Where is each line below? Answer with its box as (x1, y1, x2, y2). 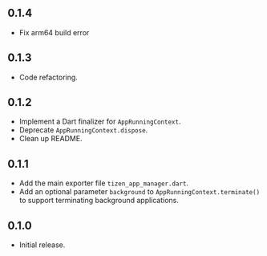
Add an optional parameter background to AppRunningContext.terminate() (18, 187, 261, 197)
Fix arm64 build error (18, 27, 90, 37)
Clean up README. (18, 134, 83, 144)
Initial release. (18, 240, 66, 250)
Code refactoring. (18, 72, 78, 82)
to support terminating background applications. (18, 196, 180, 205)
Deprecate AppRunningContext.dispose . (18, 125, 148, 135)
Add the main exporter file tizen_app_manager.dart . (18, 178, 189, 188)
